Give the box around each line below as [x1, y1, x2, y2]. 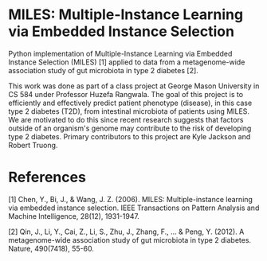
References [8, 169, 86, 186]
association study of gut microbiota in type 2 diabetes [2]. [8, 65, 199, 75]
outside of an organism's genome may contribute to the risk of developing [8, 123, 252, 133]
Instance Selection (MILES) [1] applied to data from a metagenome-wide [8, 57, 245, 67]
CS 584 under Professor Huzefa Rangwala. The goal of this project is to [8, 89, 244, 99]
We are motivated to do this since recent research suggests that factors [8, 115, 244, 124]
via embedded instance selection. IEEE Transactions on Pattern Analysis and [8, 203, 260, 212]
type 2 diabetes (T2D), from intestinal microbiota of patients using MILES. [8, 106, 249, 116]
